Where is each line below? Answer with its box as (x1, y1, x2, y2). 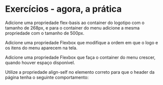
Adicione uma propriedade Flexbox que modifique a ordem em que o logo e (5, 39, 158, 45)
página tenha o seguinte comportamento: (5, 74, 89, 80)
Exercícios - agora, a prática (5, 3, 122, 15)
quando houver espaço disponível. (5, 59, 75, 65)
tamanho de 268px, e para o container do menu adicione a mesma (5, 25, 140, 30)
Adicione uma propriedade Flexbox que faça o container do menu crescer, (5, 54, 156, 60)
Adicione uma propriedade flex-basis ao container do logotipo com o (5, 20, 145, 26)
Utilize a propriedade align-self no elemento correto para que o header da (5, 69, 155, 75)
